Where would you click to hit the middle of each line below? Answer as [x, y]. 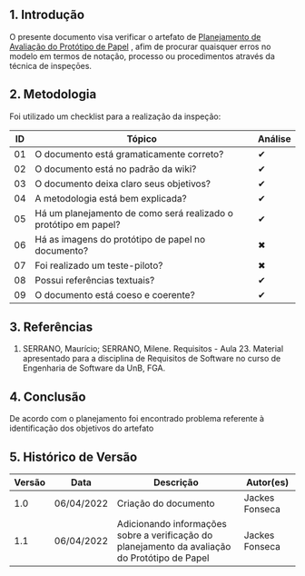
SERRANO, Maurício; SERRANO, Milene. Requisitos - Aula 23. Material [153, 349]
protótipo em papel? [78, 224]
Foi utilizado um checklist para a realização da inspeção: [115, 116]
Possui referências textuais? [95, 280]
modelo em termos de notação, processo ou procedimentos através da [142, 56]
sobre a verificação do [165, 535]
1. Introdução [47, 15]
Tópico [142, 138]
